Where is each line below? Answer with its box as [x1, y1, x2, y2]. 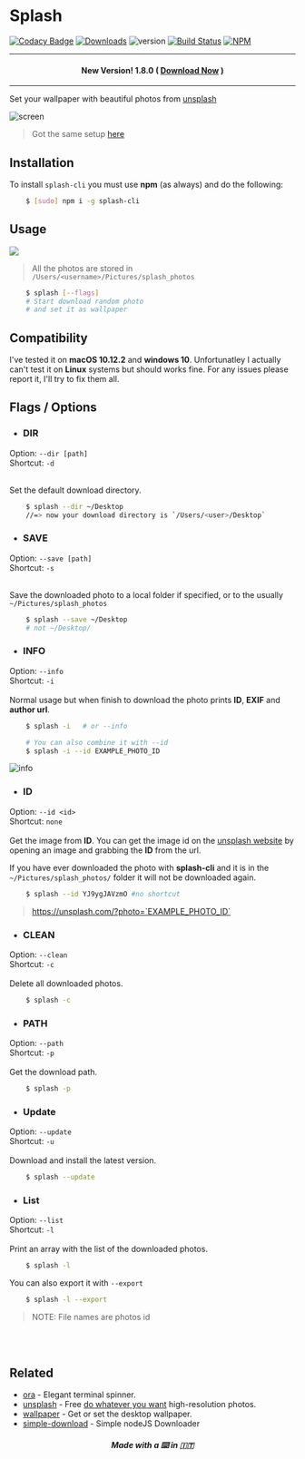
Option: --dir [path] [9, 447, 88, 458]
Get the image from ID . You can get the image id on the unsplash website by [9, 835, 295, 846]
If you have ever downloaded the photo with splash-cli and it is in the [9, 862, 270, 873]
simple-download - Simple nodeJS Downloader [22, 1418, 201, 1429]
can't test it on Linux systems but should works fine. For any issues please [9, 364, 289, 375]
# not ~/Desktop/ [25, 623, 92, 632]
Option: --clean [9, 949, 68, 960]
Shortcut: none [9, 816, 64, 827]
